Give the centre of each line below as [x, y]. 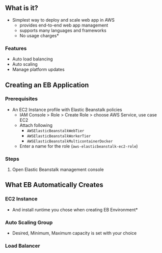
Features [16, 48]
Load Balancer [23, 246]
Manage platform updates [38, 70]
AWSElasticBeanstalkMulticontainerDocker [70, 141]
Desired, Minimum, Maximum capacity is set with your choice [74, 233]
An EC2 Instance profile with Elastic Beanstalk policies [67, 110]
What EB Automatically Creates [54, 185]
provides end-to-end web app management [64, 25]
